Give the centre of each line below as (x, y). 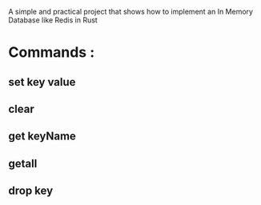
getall (23, 163)
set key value (42, 82)
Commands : (51, 52)
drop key (31, 191)
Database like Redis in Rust (53, 20)
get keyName (42, 137)
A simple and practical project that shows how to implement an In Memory (131, 12)
